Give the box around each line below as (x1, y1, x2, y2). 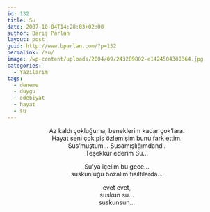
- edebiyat (13, 95, 45, 102)
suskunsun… (98, 198, 136, 206)
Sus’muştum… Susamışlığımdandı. (67, 141, 166, 150)
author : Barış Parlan (7, 29, 70, 37)
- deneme (13, 82, 39, 89)
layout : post (7, 36, 45, 43)
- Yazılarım (13, 68, 49, 75)
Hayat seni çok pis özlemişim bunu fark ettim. (51, 134, 182, 142)
